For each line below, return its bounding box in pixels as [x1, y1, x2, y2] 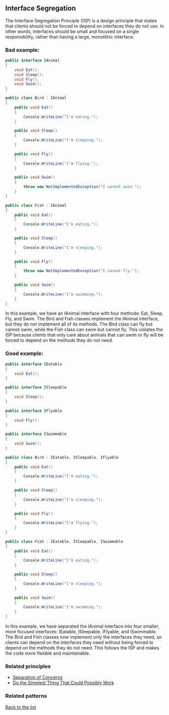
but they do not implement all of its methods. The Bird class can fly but [5, 321, 153, 327]
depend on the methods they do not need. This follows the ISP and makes [5, 645, 159, 651]
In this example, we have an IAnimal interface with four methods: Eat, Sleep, [5, 310, 163, 316]
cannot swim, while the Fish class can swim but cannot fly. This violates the [5, 327, 163, 333]
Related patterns [5, 693, 47, 700]
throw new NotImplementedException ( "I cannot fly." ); [23, 269, 139, 274]
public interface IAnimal [5, 58, 60, 63]
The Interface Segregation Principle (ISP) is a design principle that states [5, 17, 157, 23]
